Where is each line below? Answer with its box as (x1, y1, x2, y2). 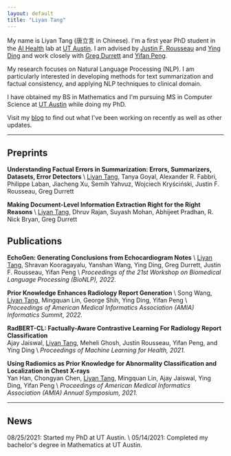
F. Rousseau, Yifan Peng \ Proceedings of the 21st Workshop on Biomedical (7, 268, 221, 276)
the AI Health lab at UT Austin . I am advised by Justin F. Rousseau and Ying (7, 44, 221, 52)
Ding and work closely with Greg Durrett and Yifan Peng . (7, 51, 168, 59)
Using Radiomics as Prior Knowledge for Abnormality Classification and (7, 360, 217, 368)
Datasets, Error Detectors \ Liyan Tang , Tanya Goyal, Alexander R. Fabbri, (7, 173, 217, 181)
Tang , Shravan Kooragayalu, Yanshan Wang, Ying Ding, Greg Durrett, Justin (7, 261, 221, 269)
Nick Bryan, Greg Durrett (7, 215, 78, 224)
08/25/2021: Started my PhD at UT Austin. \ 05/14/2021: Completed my (7, 433, 208, 442)
